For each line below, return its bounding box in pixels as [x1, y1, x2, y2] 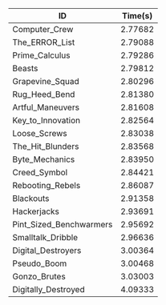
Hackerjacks [12, 206, 60, 217]
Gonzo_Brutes [12, 271, 66, 282]
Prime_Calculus [12, 50, 71, 61]
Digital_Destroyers [12, 245, 82, 255]
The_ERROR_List [12, 37, 75, 47]
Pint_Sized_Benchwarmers [12, 219, 113, 230]
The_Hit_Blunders [12, 141, 79, 151]
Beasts [12, 63, 38, 74]
